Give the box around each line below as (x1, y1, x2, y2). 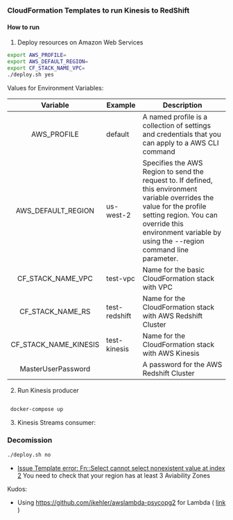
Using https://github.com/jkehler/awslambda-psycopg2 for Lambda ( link (17, 498, 226, 506)
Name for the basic (142, 265, 205, 275)
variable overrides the (142, 193, 214, 202)
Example (106, 100, 136, 110)
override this (142, 218, 184, 228)
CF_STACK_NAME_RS (19, 307, 91, 316)
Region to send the (142, 166, 205, 176)
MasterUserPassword (19, 364, 91, 373)
